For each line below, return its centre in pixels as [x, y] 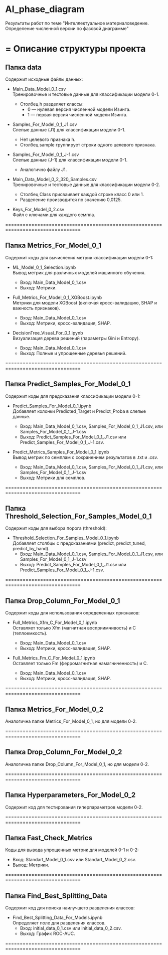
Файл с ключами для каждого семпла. [54, 215]
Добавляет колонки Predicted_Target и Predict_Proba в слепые [79, 411]
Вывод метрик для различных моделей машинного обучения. [79, 272]
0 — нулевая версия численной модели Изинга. [79, 109]
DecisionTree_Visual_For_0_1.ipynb [48, 333]
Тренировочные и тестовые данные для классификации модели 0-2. [86, 185]
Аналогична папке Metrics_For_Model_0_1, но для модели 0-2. [71, 721]
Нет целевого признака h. [48, 139]
